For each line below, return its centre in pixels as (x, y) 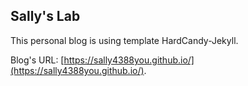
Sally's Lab (45, 16)
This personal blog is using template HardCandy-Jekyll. (124, 40)
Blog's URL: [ (37, 60)
